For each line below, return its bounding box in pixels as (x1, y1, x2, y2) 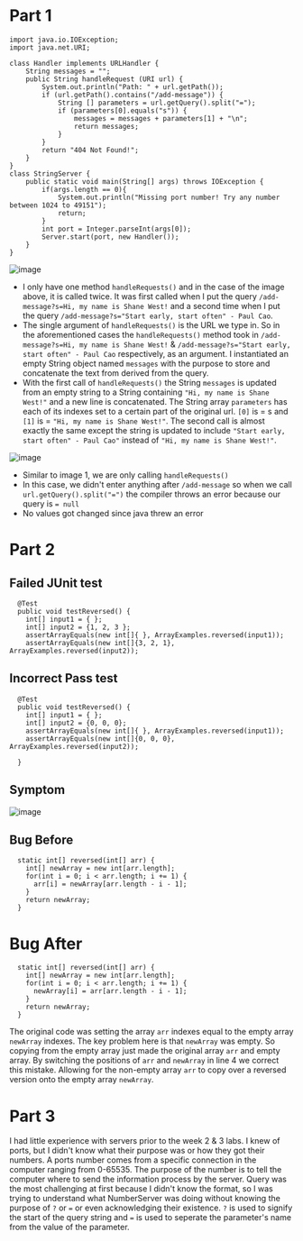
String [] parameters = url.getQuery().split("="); (57, 98, 256, 107)
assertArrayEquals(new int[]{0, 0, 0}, (25, 734, 176, 744)
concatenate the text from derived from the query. (22, 367, 209, 379)
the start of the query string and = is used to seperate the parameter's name (9, 1212, 291, 1223)
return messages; (73, 122, 140, 131)
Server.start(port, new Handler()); (41, 232, 179, 242)
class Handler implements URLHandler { (9, 59, 160, 68)
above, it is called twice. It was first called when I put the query (22, 290, 257, 302)
